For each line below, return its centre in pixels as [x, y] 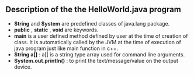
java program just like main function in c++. [66, 48]
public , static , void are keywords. [56, 30]
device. [23, 67]
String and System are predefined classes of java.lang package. [92, 23]
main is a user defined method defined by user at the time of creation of [101, 36]
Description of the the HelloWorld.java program [93, 10]
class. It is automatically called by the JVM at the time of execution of [98, 42]
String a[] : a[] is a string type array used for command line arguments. [99, 54]
